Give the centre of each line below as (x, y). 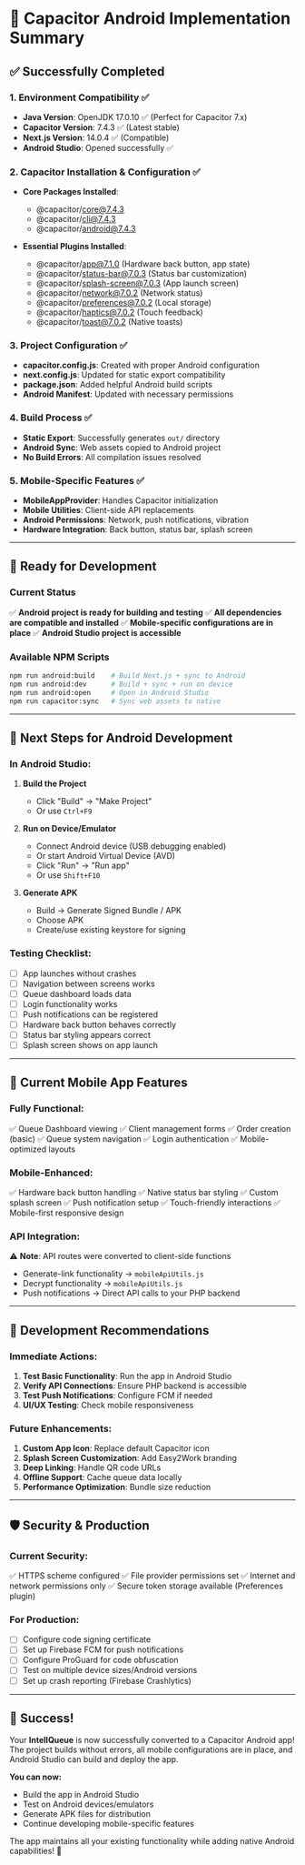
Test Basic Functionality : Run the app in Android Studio (127, 1376)
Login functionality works (70, 1003)
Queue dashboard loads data (77, 993)
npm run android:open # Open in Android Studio (109, 692)
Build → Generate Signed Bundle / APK (108, 911)
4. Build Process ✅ (51, 418)
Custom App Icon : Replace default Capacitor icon (116, 1448)
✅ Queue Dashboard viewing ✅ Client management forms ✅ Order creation (150, 1128)
